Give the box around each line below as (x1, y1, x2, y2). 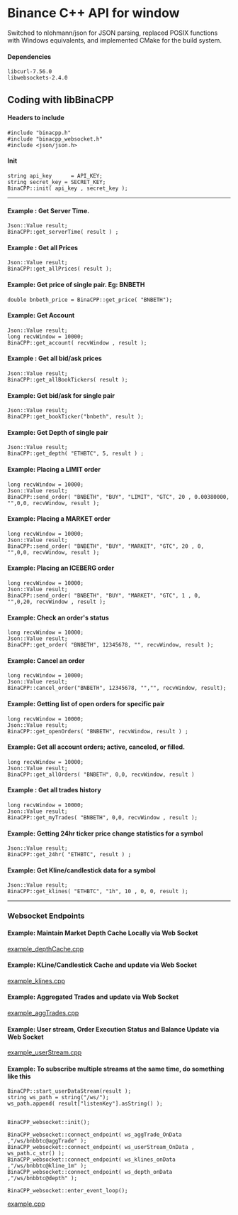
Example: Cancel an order (7, 656, 85, 665)
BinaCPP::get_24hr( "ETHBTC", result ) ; (7, 851, 132, 858)
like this (7, 1071, 31, 1081)
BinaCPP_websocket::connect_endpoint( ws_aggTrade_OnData (7, 1131, 182, 1138)
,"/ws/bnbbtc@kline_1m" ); (7, 1162, 87, 1170)
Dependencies (7, 52, 52, 61)
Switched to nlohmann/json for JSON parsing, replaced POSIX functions (7, 28, 218, 37)
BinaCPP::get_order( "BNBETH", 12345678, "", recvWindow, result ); (7, 642, 214, 649)
